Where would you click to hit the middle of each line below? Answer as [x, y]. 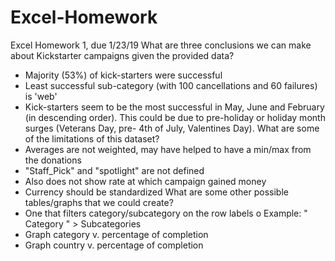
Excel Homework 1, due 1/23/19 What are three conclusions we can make [161, 45]
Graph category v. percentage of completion [116, 234]
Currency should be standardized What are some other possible [156, 192]
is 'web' [41, 96]
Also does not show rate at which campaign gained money [145, 181]
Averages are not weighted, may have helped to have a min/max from [168, 149]
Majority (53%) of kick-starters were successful [123, 75]
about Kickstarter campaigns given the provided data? [122, 55]
